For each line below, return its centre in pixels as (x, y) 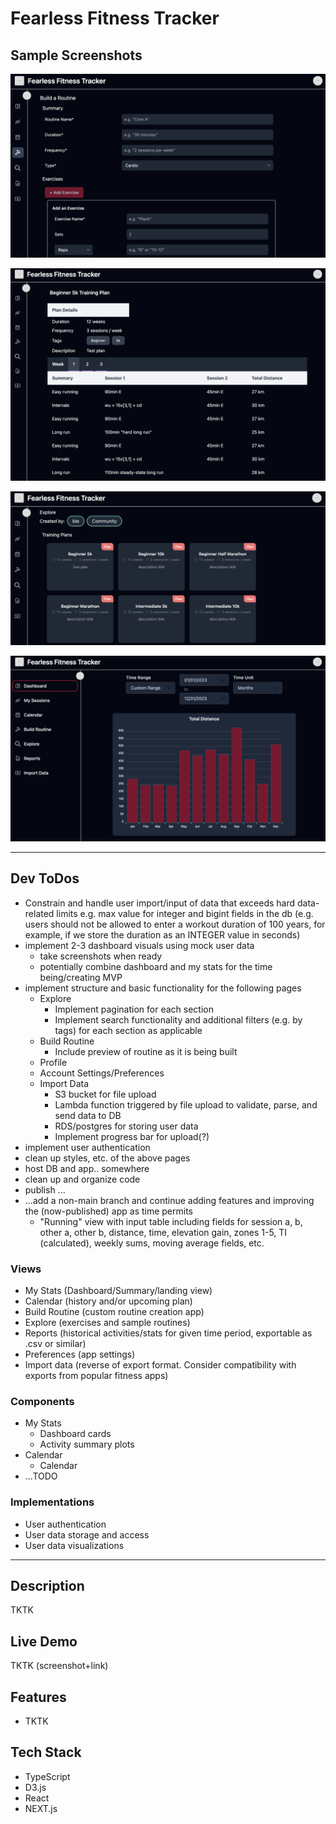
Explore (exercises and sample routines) (107, 1322)
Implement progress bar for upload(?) (132, 1136)
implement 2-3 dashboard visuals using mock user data (139, 945)
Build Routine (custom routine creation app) (114, 1311)
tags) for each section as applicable (128, 1030)
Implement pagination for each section (134, 1009)
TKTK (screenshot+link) (59, 1666)
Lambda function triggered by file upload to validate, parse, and (186, 1104)
